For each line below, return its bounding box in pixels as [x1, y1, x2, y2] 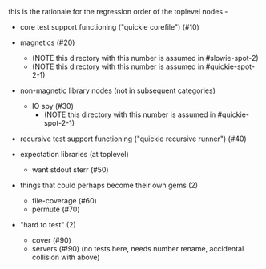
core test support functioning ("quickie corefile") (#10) [19, 22, 200, 31]
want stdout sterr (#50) [31, 165, 110, 175]
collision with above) [31, 252, 100, 262]
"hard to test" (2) [19, 220, 76, 229]
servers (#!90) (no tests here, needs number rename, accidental [31, 244, 244, 253]
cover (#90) [31, 235, 72, 245]
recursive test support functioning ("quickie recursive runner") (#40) [19, 134, 247, 143]
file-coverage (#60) [31, 196, 98, 205]
